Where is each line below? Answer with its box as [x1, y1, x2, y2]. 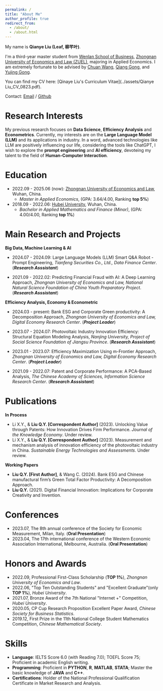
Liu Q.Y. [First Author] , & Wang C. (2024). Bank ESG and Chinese [12, 471, 144, 477]
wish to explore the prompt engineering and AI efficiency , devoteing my [5, 147, 151, 153]
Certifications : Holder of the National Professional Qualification [12, 675, 140, 681]
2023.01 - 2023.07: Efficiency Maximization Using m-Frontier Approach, [12, 348, 157, 354]
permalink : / [5, 7, 32, 12]
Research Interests [5, 110, 83, 122]
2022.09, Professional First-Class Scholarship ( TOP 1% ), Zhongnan [12, 574, 147, 580]
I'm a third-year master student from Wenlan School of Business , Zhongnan [5, 54, 157, 59]
